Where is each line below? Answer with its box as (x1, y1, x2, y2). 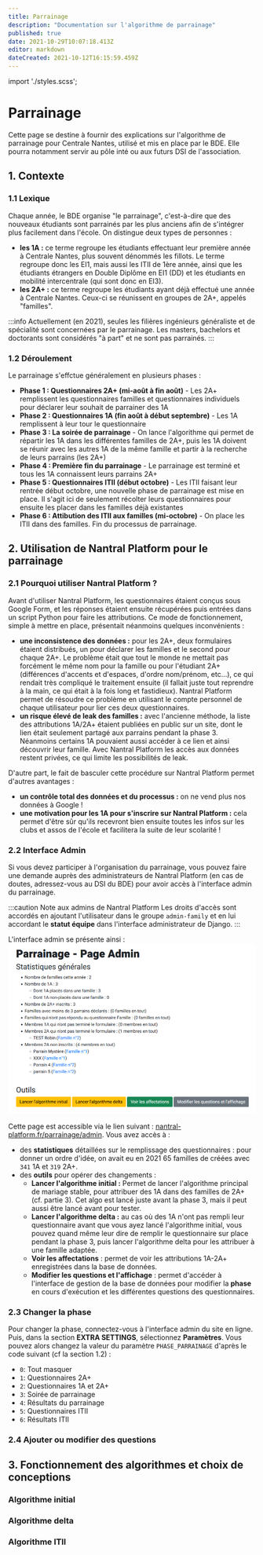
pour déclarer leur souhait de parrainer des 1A (19, 402, 169, 412)
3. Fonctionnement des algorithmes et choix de (8, 1458, 243, 1472)
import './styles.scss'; (8, 77, 78, 86)
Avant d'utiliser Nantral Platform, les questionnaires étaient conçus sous (8, 595, 241, 605)
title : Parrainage (8, 13, 68, 20)
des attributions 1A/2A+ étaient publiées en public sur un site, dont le (19, 719, 243, 729)
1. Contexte (8, 170, 64, 183)
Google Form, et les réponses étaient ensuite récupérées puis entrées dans (8, 604, 252, 613)
